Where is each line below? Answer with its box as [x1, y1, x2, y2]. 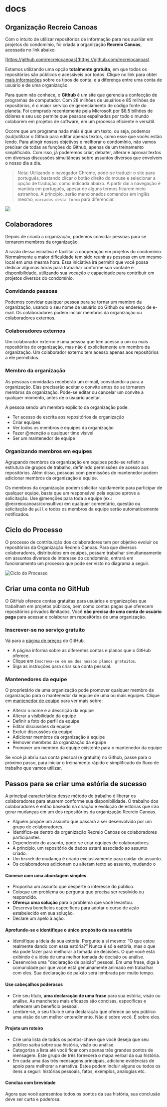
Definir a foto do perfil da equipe [12, 718, 80, 724]
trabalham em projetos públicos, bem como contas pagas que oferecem [5, 603, 154, 609]
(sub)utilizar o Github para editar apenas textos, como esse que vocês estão [5, 134, 162, 139]
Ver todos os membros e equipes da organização [12, 424, 114, 430]
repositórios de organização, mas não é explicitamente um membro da [5, 344, 151, 350]
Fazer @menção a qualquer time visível [12, 430, 94, 436]
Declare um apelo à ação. [12, 915, 65, 921]
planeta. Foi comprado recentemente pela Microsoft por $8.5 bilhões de [5, 108, 153, 114]
